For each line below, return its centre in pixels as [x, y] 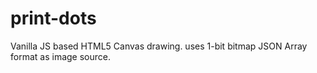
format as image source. [60, 56]
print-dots [53, 18]
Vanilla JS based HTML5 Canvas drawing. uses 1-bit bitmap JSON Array [159, 46]
